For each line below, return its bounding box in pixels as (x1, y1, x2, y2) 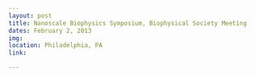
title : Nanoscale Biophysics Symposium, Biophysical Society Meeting (8, 19, 248, 27)
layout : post (8, 11, 52, 20)
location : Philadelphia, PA (8, 42, 103, 50)
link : (8, 49, 27, 57)
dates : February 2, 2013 (8, 26, 92, 34)
